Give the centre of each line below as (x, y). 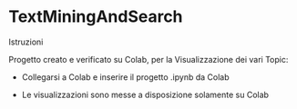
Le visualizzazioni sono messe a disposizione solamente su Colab (145, 94)
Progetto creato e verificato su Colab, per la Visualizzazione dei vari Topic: (148, 59)
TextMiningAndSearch (96, 17)
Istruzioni (26, 42)
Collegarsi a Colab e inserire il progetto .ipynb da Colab (125, 77)
